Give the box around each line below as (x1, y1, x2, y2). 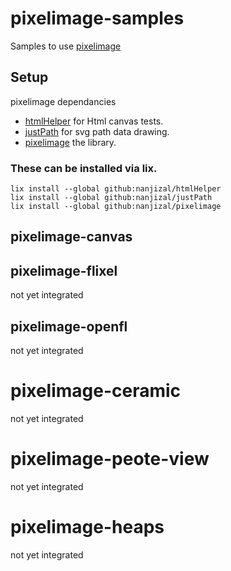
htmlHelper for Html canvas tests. (24, 115, 164, 127)
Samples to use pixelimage (10, 40, 122, 52)
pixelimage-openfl (10, 318, 128, 335)
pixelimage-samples (10, 7, 185, 30)
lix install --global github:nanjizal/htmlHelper (10, 184, 222, 194)
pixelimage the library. (24, 136, 117, 148)
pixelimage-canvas (10, 228, 133, 246)
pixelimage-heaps (10, 516, 165, 539)
